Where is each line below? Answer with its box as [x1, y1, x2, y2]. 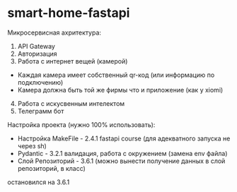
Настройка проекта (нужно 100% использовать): [7, 120, 156, 128]
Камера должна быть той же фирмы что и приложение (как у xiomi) [17, 85, 224, 94]
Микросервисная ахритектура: [7, 28, 101, 37]
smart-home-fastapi [7, 5, 130, 21]
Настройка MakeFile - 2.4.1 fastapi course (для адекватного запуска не [17, 134, 231, 143]
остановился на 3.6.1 [7, 178, 70, 186]
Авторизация [17, 49, 58, 58]
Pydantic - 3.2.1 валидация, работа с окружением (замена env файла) [17, 149, 228, 157]
